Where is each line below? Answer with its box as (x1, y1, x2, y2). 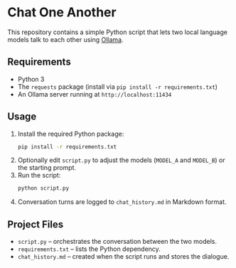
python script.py (17, 185, 70, 192)
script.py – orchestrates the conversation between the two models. (17, 237, 218, 246)
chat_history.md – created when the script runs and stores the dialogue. (17, 252, 230, 261)
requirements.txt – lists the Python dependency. (17, 245, 161, 253)
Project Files (7, 218, 64, 230)
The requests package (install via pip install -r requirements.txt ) (17, 82, 218, 91)
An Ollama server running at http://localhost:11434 (17, 90, 172, 98)
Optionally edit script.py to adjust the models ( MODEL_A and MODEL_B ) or (17, 156, 225, 164)
